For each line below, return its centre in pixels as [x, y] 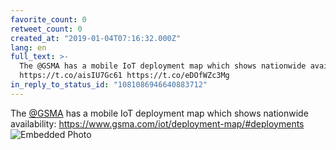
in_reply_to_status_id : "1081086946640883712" [109, 85]
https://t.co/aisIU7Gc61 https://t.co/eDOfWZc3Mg [124, 76]
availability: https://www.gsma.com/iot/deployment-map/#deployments [157, 123]
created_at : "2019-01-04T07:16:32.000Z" [96, 38]
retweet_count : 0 [46, 29]
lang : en [28, 47]
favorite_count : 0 [48, 19]
